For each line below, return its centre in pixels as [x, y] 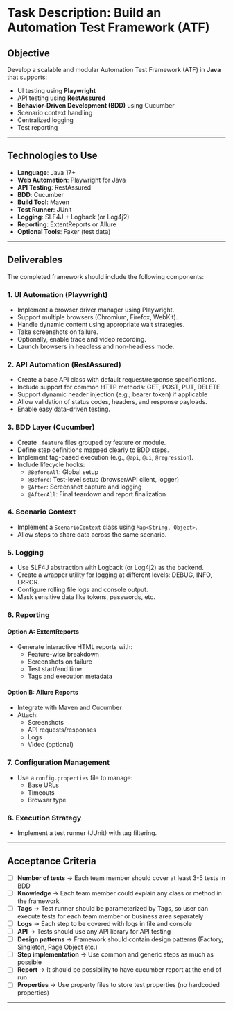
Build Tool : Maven [43, 202]
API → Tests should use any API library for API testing [94, 932]
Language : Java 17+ [46, 172]
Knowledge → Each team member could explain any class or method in [119, 893]
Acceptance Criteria [52, 861]
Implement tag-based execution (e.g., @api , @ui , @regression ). [105, 457]
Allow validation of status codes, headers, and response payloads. [112, 402]
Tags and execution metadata [70, 676]
